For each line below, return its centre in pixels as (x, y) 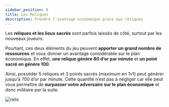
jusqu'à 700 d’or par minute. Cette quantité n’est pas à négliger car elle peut (84, 79)
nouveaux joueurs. (24, 38)
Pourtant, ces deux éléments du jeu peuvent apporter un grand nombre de (83, 48)
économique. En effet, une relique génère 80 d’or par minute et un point (81, 59)
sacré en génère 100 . (28, 64)
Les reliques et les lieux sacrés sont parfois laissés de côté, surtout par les (84, 33)
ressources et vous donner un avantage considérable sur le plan (73, 53)
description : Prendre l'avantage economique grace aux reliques (74, 19)
